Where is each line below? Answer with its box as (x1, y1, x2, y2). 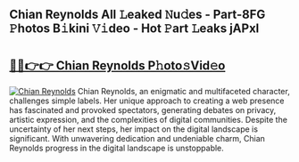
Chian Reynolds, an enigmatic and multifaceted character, (77, 86, 290, 96)
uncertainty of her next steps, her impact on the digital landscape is (9, 124, 259, 134)
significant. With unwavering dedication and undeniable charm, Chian (9, 134, 266, 143)
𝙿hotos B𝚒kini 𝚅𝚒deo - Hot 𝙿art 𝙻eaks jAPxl (9, 21, 260, 36)
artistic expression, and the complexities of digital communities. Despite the (9, 115, 288, 125)
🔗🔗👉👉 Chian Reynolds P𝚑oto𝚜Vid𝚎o (9, 58, 226, 73)
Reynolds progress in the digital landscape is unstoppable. (9, 142, 225, 153)
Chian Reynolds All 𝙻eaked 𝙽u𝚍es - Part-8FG (9, 7, 266, 22)
